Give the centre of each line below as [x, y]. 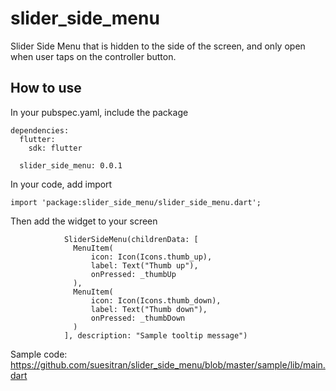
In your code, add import [61, 184]
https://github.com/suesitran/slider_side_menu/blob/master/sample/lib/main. [168, 364]
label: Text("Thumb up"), [144, 265]
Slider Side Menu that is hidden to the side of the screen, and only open [158, 46]
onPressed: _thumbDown [138, 318]
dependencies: [40, 130]
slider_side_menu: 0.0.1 [71, 165]
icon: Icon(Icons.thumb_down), [156, 300]
